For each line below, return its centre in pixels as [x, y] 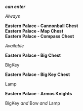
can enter [15, 7]
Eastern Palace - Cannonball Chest [41, 26]
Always [13, 16]
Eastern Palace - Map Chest [34, 31]
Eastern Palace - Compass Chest [40, 36]
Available [15, 46]
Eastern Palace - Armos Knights [39, 93]
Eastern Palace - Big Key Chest [38, 74]
